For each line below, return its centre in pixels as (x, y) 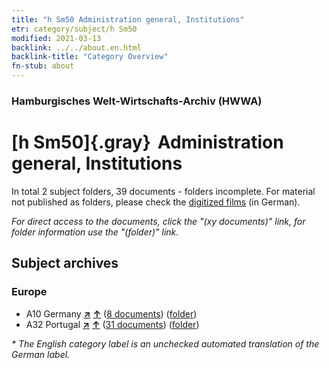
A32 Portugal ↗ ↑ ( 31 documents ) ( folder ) (112, 324)
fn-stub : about (43, 66)
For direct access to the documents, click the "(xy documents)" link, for (158, 221)
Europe (29, 292)
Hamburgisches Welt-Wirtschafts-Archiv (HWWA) (137, 101)
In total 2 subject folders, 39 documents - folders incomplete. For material (163, 191)
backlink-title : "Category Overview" (90, 57)
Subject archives (65, 263)
